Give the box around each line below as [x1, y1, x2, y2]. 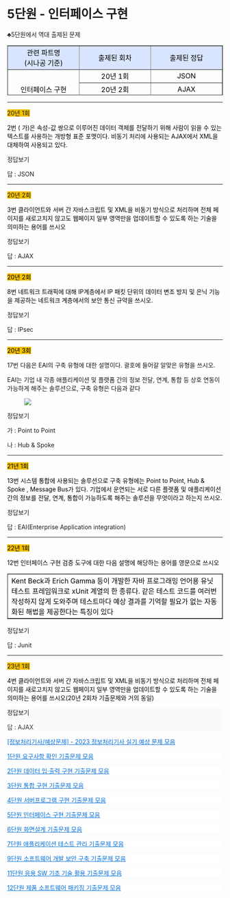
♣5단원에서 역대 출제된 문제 [7, 30, 81, 38]
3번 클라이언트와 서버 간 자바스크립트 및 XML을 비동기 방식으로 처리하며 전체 [7, 205, 212, 214]
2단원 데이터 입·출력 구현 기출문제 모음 [7, 767, 110, 775]
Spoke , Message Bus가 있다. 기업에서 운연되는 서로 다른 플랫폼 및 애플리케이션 [7, 485, 221, 493]
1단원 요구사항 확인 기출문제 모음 [7, 752, 94, 760]
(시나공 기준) [23, 58, 64, 67]
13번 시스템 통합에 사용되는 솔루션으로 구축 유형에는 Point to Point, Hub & [7, 476, 205, 484]
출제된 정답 [170, 53, 203, 63]
